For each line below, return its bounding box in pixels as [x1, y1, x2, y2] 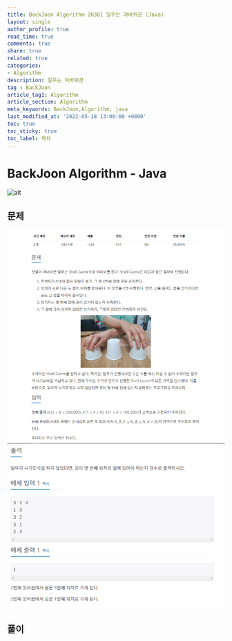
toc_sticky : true [7, 128, 57, 135]
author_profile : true [7, 26, 70, 32]
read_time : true [7, 33, 54, 40]
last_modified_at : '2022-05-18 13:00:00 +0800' [7, 113, 147, 120]
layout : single [7, 18, 51, 26]
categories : [7, 62, 41, 69]
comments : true [7, 40, 51, 48]
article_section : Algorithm [7, 99, 88, 106]
